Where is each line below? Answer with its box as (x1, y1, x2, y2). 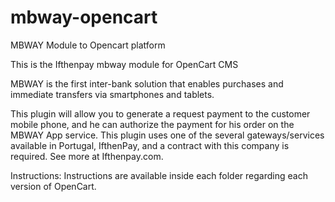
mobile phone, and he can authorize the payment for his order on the (10, 118, 295, 130)
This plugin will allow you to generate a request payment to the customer (10, 107, 311, 120)
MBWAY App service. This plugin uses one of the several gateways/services (10, 129, 325, 141)
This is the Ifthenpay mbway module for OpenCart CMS (10, 58, 239, 70)
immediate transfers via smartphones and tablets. (10, 88, 215, 100)
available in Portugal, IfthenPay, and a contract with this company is (10, 139, 290, 151)
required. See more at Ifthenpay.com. (10, 150, 164, 162)
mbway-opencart (10, 6, 158, 29)
